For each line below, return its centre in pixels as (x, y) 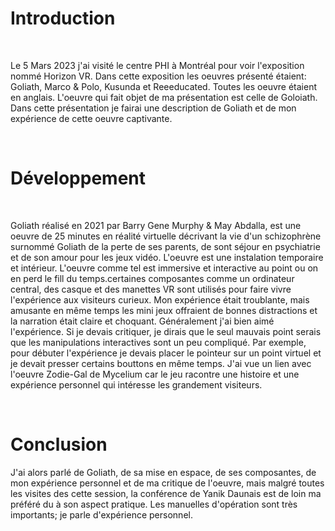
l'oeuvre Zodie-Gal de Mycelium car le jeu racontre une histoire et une (155, 374)
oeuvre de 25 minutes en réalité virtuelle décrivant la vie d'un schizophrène (166, 236)
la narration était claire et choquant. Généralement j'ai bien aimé (142, 321)
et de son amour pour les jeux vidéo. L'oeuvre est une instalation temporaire (167, 257)
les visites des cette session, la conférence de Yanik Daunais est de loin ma (166, 493)
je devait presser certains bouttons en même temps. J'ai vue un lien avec (161, 363)
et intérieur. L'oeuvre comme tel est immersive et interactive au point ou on (164, 268)
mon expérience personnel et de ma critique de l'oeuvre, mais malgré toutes (167, 483)
